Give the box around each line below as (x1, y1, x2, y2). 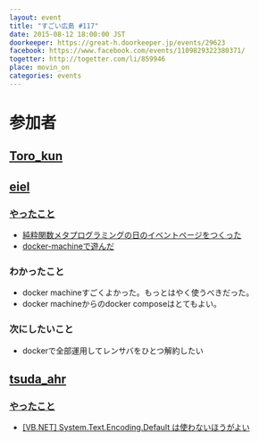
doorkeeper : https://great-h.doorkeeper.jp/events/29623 (9, 38, 226, 47)
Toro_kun (9, 148, 63, 164)
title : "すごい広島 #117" (9, 21, 99, 30)
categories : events (9, 72, 82, 81)
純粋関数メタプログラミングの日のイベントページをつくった (21, 230, 242, 241)
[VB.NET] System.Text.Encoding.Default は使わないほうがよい (21, 422, 250, 433)
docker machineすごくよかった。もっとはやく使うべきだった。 (21, 287, 255, 298)
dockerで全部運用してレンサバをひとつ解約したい (21, 345, 204, 356)
